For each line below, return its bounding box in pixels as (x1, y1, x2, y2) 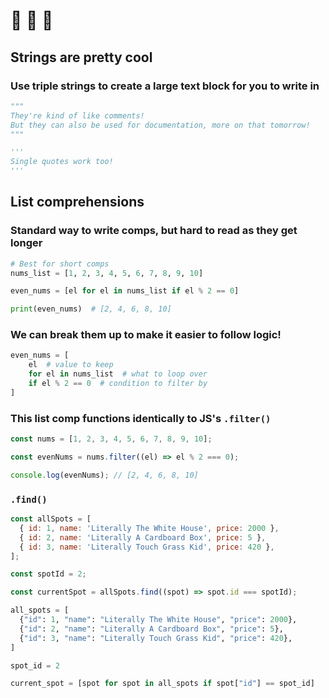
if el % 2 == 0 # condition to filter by (28, 379, 208, 389)
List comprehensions (10, 194, 145, 211)
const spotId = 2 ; (10, 569, 87, 579)
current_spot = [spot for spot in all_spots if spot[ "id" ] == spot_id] (10, 679, 315, 689)
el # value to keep (28, 360, 114, 370)
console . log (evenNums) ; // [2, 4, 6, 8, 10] (10, 470, 199, 480)
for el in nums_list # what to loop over (28, 369, 208, 379)
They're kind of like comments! (10, 110, 145, 121)
